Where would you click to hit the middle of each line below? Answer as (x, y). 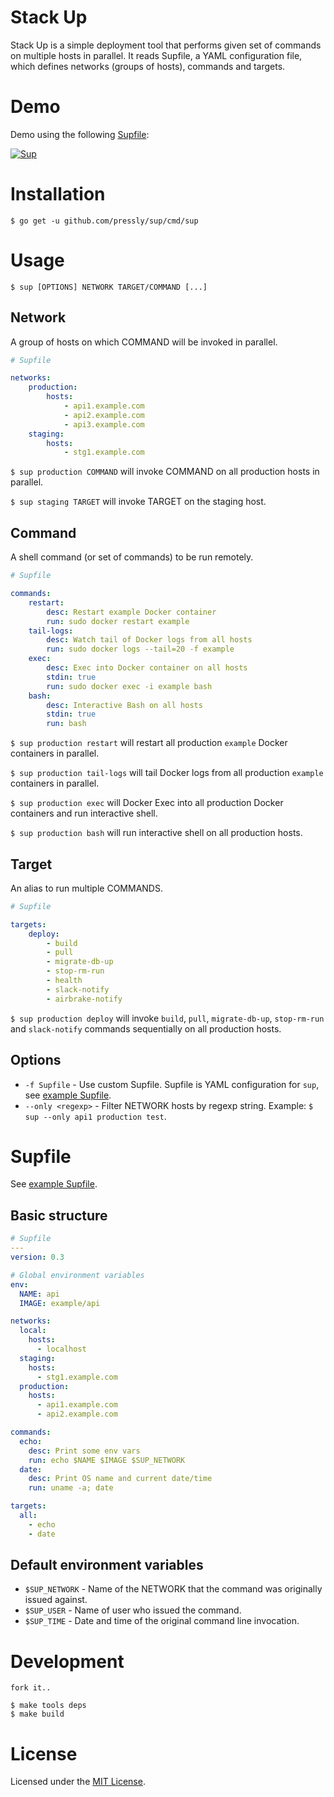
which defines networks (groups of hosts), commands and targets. (148, 66)
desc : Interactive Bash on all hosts (124, 705)
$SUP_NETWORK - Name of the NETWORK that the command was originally (173, 1589)
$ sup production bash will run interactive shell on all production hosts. (156, 833)
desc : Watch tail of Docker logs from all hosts (149, 640)
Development (67, 1661)
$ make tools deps (48, 1706)
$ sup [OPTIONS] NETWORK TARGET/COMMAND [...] (109, 287)
